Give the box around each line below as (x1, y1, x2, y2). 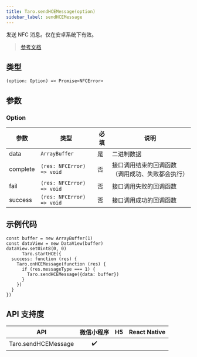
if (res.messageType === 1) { (21, 266, 96, 272)
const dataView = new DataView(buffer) (6, 240, 104, 247)
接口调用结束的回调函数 (111, 161, 177, 169)
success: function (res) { (11, 256, 77, 262)
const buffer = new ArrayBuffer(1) (6, 235, 93, 241)
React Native (128, 328, 166, 336)
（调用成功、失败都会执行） (111, 170, 189, 178)
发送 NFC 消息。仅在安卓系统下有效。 (6, 31, 97, 38)
